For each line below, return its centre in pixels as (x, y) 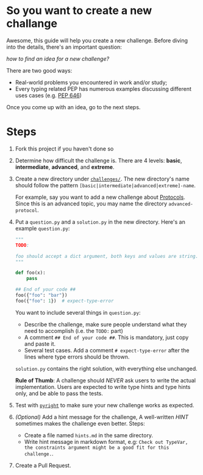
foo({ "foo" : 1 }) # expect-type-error (64, 301)
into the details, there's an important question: (64, 47)
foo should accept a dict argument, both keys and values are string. (107, 256)
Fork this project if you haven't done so (64, 148)
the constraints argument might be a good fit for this (97, 448)
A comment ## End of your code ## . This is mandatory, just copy (106, 337)
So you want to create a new (79, 11)
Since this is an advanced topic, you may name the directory (91, 203)
